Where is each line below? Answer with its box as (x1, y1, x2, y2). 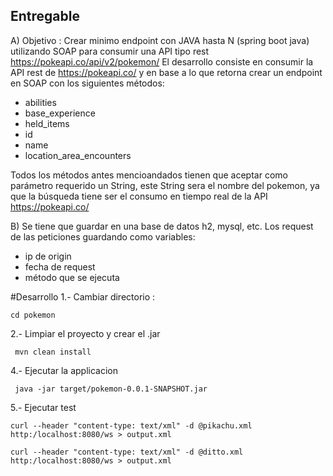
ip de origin (24, 250, 72, 262)
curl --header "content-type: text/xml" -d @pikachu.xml (10, 420, 253, 431)
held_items (24, 117, 70, 129)
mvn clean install (14, 347, 92, 357)
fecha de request (24, 260, 96, 273)
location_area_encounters (24, 149, 132, 161)
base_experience (24, 107, 96, 119)
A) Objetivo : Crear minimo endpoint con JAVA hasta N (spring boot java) (10, 34, 310, 46)
